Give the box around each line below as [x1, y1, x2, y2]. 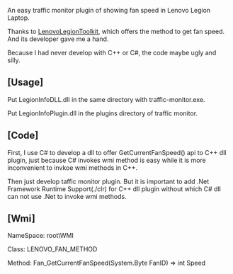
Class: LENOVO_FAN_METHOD [7, 245, 98, 253]
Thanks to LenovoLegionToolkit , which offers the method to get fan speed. [7, 28, 225, 35]
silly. [7, 56, 21, 64]
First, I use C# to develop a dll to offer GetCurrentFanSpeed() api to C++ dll [7, 148, 227, 156]
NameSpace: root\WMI [7, 232, 74, 240]
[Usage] [7, 76, 44, 89]
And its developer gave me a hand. [7, 35, 109, 43]
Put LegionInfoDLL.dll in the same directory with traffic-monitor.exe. [7, 95, 205, 103]
